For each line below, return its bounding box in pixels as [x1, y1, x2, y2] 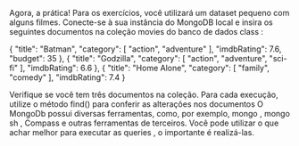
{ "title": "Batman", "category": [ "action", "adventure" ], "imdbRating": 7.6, [9, 44, 282, 54]
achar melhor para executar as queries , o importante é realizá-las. [9, 127, 254, 137]
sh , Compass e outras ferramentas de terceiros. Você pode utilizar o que [9, 118, 279, 128]
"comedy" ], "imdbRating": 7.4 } [9, 72, 126, 83]
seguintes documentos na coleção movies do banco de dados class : [9, 27, 264, 36]
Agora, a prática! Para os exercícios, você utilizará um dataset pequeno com [9, 8, 290, 18]
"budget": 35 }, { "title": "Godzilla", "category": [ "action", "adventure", [9, 53, 268, 63]
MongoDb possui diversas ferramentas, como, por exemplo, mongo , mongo [9, 109, 290, 118]
